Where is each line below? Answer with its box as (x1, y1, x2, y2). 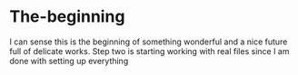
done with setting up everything (9, 55, 129, 66)
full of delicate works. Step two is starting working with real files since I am (9, 45, 290, 56)
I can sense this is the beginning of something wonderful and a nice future (9, 36, 288, 47)
